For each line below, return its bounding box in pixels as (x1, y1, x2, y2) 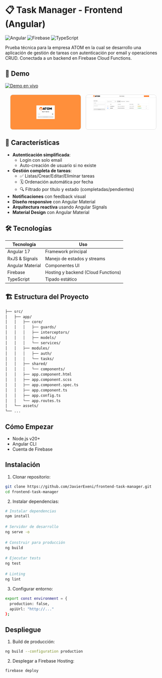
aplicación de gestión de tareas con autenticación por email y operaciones (5, 50, 158, 56)
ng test (5, 561, 21, 566)
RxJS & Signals (7, 255, 38, 262)
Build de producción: (12, 639, 55, 645)
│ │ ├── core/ (5, 319, 43, 324)
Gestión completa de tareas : (12, 168, 72, 174)
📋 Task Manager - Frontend (5, 4, 123, 16)
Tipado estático (45, 276, 77, 282)
